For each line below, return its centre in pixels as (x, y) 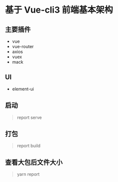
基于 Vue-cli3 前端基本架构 (59, 10)
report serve (29, 117)
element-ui (23, 89)
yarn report (28, 174)
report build (29, 146)
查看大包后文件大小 (34, 162)
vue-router (23, 46)
